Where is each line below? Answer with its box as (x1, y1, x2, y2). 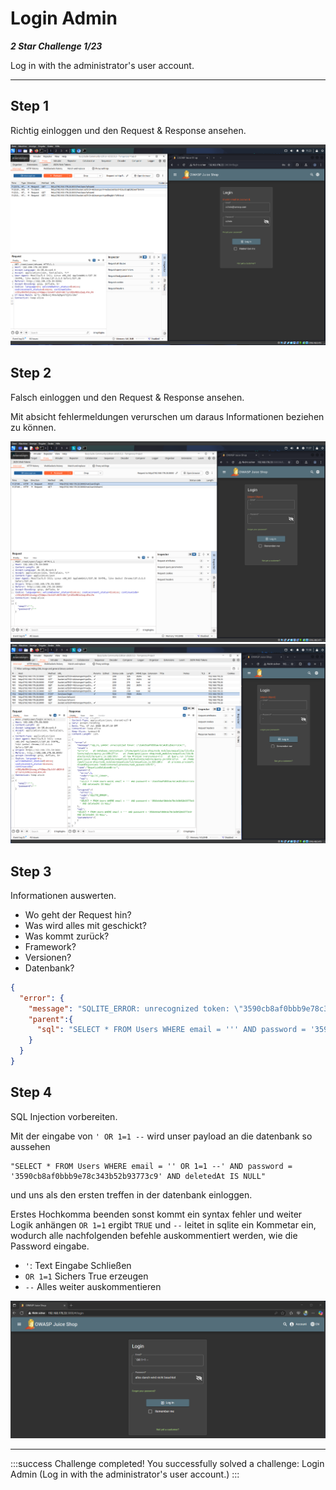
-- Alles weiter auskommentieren (24, 1280, 162, 1292)
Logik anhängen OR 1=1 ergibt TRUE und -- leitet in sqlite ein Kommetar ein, (10, 1218, 317, 1231)
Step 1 (10, 98, 50, 115)
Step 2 (10, 365, 52, 382)
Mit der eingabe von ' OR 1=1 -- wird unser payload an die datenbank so (10, 1130, 313, 1142)
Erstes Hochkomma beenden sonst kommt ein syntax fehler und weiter (10, 1208, 303, 1220)
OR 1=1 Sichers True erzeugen (24, 1270, 149, 1282)
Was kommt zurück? (24, 930, 110, 942)
